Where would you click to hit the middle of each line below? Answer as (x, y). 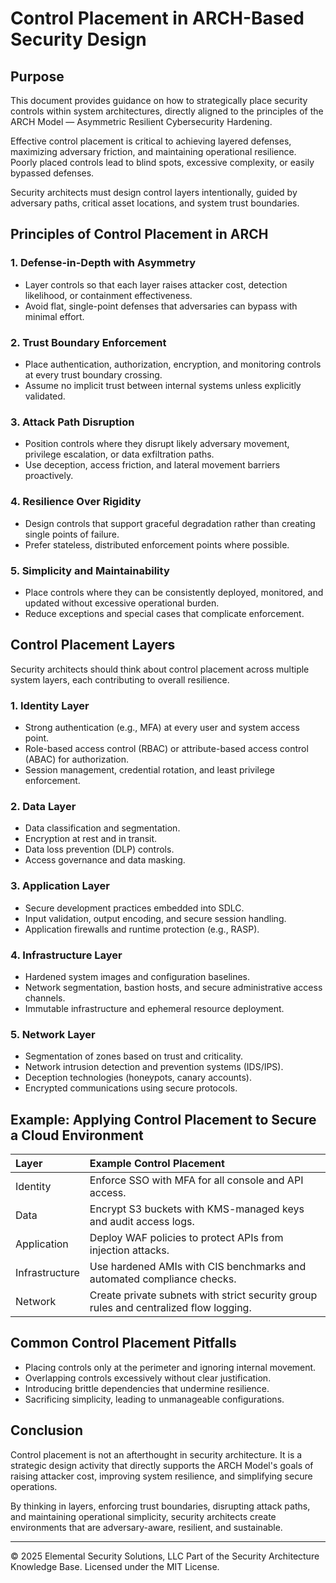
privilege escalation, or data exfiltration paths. (119, 454)
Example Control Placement (157, 1163)
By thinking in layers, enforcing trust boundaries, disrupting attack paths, (160, 1506)
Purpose (37, 76)
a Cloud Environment (77, 1135)
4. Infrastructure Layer (66, 955)
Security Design (78, 39)
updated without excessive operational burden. (122, 603)
